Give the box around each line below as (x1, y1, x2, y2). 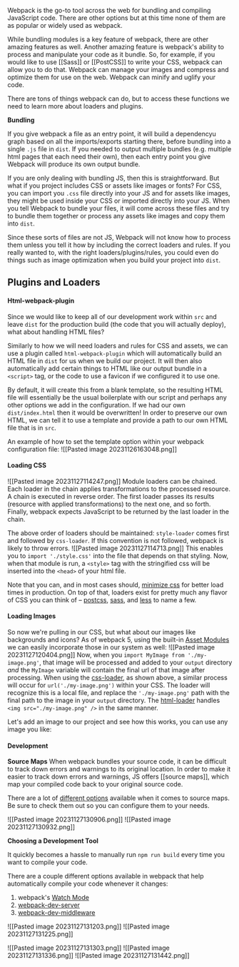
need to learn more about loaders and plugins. (7, 102, 144, 110)
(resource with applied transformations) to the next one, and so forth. (7, 500, 211, 508)
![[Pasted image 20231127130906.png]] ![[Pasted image (7, 815, 171, 824)
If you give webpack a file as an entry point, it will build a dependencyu (7, 130, 216, 138)
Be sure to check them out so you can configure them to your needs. (7, 801, 210, 810)
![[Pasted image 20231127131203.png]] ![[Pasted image (7, 922, 170, 931)
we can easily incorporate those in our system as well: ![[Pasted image (7, 643, 215, 652)
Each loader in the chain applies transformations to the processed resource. (7, 485, 230, 493)
